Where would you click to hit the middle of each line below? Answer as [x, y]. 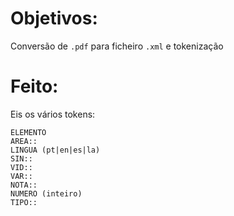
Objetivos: [54, 18]
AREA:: [24, 141]
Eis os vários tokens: [53, 114]
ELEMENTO [28, 132]
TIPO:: [24, 202]
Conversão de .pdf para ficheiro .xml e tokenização [117, 46]
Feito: [34, 86]
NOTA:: [24, 185]
